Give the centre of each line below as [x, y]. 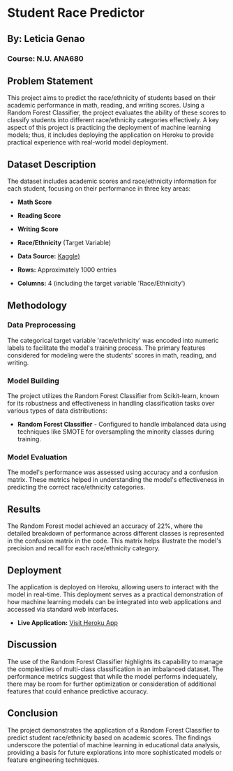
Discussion [32, 645]
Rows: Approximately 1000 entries [67, 270]
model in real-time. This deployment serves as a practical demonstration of [115, 594]
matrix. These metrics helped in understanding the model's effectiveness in [116, 480]
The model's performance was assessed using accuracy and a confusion [113, 472]
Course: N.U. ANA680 [45, 59]
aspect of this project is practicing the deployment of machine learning [109, 128]
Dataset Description [52, 164]
